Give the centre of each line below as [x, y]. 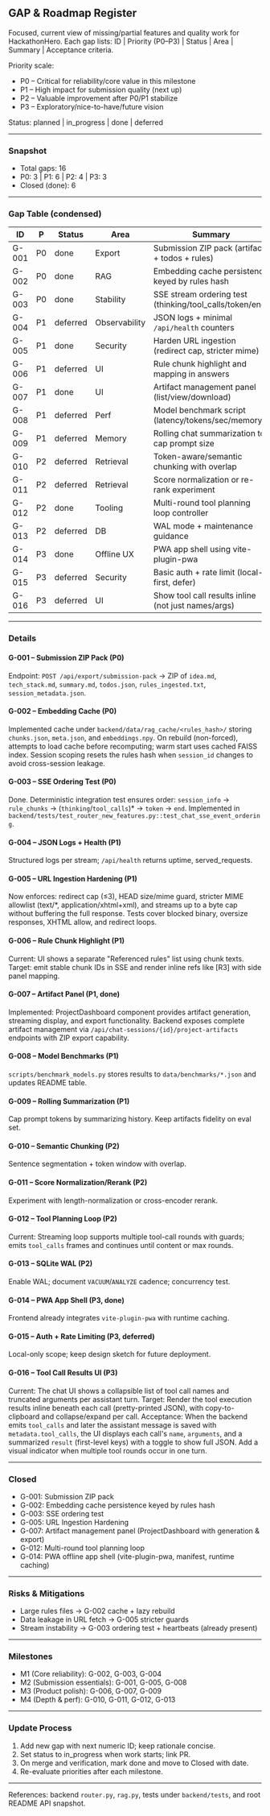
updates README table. [48, 1082]
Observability [121, 323]
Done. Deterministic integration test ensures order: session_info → [119, 799]
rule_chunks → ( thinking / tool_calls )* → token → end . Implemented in [124, 808]
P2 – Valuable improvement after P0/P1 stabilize [99, 98]
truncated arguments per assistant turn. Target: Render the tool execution [130, 1399]
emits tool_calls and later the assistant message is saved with [112, 1424]
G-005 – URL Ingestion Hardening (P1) [73, 878]
